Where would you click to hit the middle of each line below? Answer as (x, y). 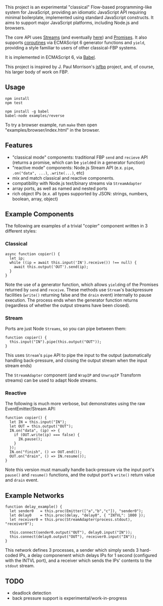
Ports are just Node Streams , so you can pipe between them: (66, 329)
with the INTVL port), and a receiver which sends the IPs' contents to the (79, 560)
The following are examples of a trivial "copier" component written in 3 (76, 226)
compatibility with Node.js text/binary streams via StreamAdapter (77, 183)
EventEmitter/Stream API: (31, 409)
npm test (14, 103)
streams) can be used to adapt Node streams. (51, 380)
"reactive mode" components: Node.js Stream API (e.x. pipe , (73, 167)
